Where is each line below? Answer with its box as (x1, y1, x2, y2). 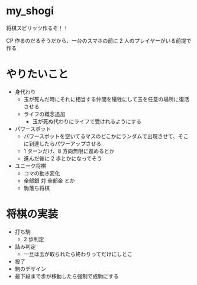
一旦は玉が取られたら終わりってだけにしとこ (23, 250, 133, 257)
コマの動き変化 (23, 169, 60, 177)
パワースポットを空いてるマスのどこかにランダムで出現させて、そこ (23, 132, 189, 140)
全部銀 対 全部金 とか (23, 177, 75, 184)
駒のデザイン (14, 265, 46, 272)
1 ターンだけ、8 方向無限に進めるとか (23, 147, 115, 155)
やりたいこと (6, 68, 69, 81)
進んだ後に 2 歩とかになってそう (23, 155, 102, 162)
